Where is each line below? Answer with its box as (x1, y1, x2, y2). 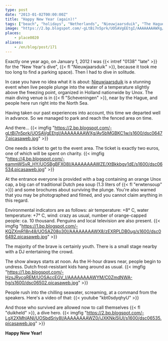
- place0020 (14, 36, 39, 41)
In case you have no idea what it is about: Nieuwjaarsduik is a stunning (5, 79, 151, 85)
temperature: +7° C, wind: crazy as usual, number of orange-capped (5, 212, 146, 218)
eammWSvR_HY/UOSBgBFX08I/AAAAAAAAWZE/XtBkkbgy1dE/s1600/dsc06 (5, 161, 163, 167)
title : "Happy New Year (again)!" (5, 17, 77, 22)
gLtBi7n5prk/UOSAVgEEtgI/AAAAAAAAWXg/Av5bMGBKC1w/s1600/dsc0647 (5, 130, 162, 136)
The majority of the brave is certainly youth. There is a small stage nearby (5, 243, 157, 249)
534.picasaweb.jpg (5, 166, 45, 172)
